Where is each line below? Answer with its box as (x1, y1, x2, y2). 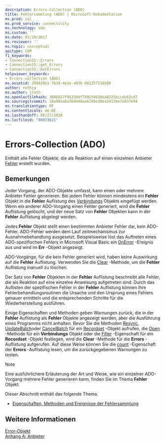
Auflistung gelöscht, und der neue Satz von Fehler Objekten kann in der (5, 208, 151, 215)
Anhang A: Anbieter (5, 433, 45, 440)
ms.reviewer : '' (5, 40, 38, 44)
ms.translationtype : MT (5, 104, 54, 109)
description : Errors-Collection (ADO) (5, 7, 85, 12)
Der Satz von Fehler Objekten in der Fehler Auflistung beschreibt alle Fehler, (5, 274, 160, 280)
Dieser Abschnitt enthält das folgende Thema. (5, 391, 99, 397)
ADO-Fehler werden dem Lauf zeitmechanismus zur (20, 229, 126, 235)
